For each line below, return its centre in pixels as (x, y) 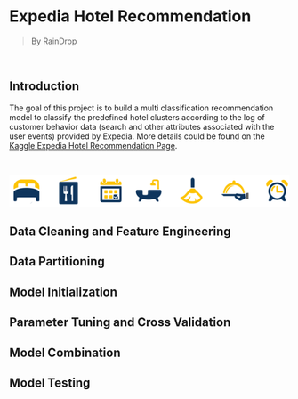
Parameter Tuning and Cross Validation (120, 322)
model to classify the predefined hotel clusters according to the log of (137, 117)
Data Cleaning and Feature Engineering (120, 232)
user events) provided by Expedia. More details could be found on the (137, 136)
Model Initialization (64, 292)
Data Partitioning (57, 261)
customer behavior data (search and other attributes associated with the (142, 126)
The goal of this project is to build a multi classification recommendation (141, 108)
